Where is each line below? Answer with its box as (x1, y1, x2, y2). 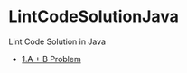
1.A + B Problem (21, 53, 82, 64)
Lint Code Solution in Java (8, 36, 106, 47)
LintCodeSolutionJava (8, 6, 180, 27)
